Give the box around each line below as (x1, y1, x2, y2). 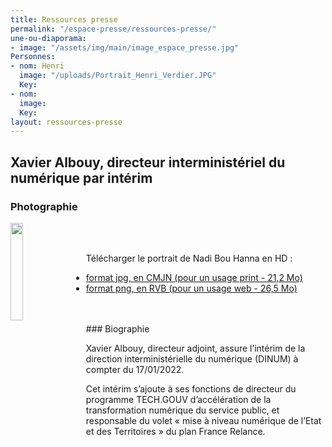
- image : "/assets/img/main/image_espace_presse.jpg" (10, 42, 240, 53)
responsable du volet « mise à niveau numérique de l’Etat (85, 414, 322, 426)
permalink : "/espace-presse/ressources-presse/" (10, 24, 217, 34)
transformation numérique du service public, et (85, 404, 280, 416)
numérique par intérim (10, 169, 153, 186)
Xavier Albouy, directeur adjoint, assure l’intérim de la (85, 342, 306, 354)
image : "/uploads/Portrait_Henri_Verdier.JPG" (19, 71, 217, 81)
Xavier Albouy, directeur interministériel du (10, 154, 286, 171)
